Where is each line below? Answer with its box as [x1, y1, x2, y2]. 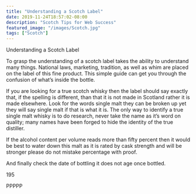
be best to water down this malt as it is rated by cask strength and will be [6, 143, 183, 150]
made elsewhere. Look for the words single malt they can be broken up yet [6, 100, 187, 107]
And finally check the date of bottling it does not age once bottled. [6, 160, 166, 167]
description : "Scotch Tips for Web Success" [6, 19, 116, 25]
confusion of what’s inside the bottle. [6, 77, 95, 84]
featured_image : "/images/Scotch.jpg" [6, 25, 101, 31]
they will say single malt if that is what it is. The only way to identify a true [6, 106, 184, 113]
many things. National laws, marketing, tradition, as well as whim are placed [6, 64, 189, 71]
